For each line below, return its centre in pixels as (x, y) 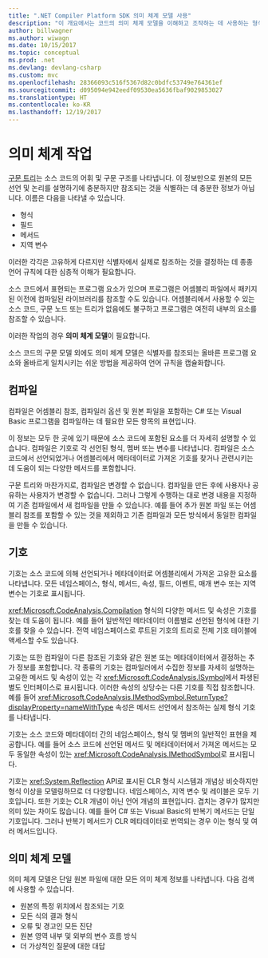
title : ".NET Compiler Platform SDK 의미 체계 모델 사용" (100, 16)
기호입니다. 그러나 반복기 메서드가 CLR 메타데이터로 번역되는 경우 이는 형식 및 (129, 821)
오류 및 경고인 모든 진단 (56, 926)
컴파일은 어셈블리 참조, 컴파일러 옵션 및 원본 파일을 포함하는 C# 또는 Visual (125, 411)
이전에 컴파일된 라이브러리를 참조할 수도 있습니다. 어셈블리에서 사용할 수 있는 (136, 298)
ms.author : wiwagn (39, 38)
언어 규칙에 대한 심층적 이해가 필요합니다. (72, 272)
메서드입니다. (37, 831)
